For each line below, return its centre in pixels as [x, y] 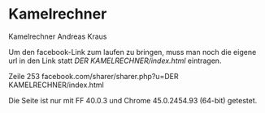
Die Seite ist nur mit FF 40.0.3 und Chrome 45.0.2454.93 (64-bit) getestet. [133, 100]
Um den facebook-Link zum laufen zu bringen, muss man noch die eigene [132, 52]
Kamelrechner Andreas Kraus [58, 36]
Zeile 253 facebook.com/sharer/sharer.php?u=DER [93, 76]
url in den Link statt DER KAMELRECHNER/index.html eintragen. [115, 61]
